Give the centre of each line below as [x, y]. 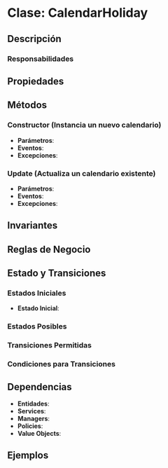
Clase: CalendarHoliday [78, 13]
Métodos [27, 105]
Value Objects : [39, 433]
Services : [31, 411]
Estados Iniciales [37, 293]
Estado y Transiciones [57, 274]
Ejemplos [28, 456]
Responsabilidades [41, 59]
